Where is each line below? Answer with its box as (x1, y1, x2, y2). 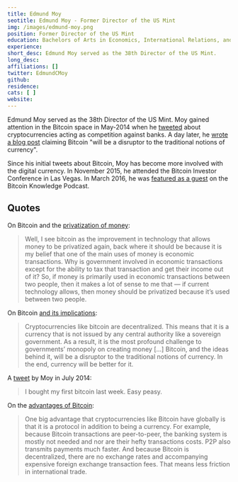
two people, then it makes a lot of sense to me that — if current (24, 280, 210, 288)
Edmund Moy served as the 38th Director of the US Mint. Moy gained (7, 115, 210, 124)
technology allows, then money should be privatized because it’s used (24, 287, 230, 296)
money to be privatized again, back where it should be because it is (24, 242, 222, 251)
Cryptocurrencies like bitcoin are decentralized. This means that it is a (24, 322, 229, 331)
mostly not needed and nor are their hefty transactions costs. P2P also (24, 437, 231, 446)
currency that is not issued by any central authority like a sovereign (24, 330, 221, 338)
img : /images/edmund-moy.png (7, 23, 93, 30)
